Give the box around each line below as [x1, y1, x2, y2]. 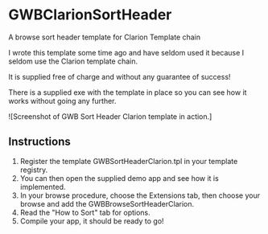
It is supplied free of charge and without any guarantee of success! [8, 72, 231, 81]
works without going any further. [8, 96, 117, 105]
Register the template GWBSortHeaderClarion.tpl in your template [19, 156, 238, 166]
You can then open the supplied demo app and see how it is [19, 173, 219, 183]
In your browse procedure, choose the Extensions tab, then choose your [19, 191, 260, 200]
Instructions [8, 135, 71, 149]
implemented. [19, 182, 66, 191]
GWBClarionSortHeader [8, 6, 172, 24]
